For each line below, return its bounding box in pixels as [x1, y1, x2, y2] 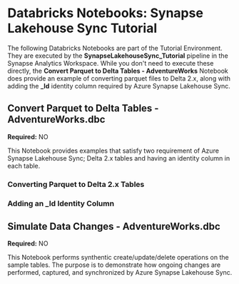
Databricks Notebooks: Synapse [7, 5, 203, 21]
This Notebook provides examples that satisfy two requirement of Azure [7, 146, 220, 155]
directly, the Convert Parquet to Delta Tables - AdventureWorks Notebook [7, 66, 228, 75]
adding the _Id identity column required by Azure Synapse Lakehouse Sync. [7, 81, 230, 90]
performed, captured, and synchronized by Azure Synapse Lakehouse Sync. [7, 268, 233, 277]
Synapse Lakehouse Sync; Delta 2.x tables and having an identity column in [7, 153, 230, 162]
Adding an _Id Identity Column [7, 198, 115, 208]
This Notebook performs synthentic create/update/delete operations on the [7, 253, 230, 262]
